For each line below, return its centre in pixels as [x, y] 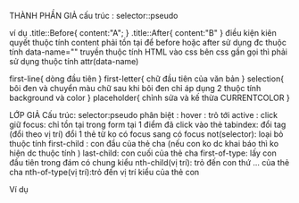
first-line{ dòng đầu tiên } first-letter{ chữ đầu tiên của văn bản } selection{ [146, 79]
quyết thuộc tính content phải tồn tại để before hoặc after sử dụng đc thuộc [148, 42]
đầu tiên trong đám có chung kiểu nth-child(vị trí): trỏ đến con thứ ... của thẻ [149, 162]
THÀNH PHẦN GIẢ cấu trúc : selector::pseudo [94, 16]
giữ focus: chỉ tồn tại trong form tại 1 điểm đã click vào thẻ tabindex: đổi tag [148, 124]
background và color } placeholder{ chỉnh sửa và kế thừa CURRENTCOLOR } [149, 97]
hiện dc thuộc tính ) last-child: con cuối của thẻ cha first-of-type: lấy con [143, 153]
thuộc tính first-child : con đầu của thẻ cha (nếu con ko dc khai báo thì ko [144, 144]
